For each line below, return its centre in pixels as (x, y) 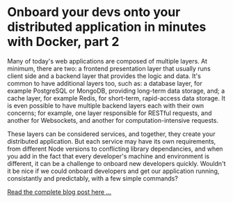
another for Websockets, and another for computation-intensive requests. (113, 120)
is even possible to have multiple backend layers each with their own (106, 105)
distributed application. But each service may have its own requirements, (112, 141)
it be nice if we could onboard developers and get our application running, (113, 171)
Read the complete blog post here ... (59, 192)
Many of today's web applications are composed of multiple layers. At (107, 61)
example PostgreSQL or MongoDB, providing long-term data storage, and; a (116, 91)
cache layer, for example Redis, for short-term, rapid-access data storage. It (116, 98)
